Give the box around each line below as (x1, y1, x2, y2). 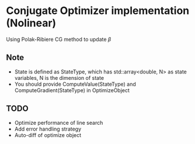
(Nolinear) (6, 16, 57, 30)
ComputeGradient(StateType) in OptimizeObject (14, 86, 130, 94)
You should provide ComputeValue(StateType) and (14, 80, 136, 87)
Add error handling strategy (14, 125, 82, 132)
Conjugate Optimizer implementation (6, 4, 190, 17)
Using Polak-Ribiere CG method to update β (6, 36, 112, 43)
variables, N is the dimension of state (14, 74, 104, 81)
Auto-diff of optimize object (14, 131, 82, 138)
